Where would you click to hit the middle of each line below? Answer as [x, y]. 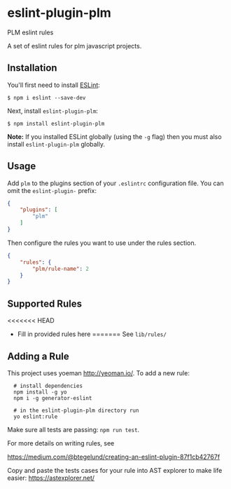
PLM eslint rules [30, 32]
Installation [32, 68]
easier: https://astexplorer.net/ [51, 478]
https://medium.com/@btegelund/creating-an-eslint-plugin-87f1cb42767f [114, 457]
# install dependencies [48, 386]
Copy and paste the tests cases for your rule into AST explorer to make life [115, 470]
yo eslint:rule [36, 416]
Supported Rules [45, 303]
